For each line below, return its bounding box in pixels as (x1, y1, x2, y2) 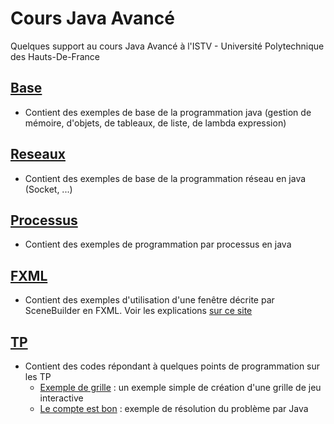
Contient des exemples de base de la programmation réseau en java (24, 172, 307, 184)
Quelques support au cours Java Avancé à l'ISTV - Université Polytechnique (10, 40, 325, 52)
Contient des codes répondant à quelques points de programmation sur (24, 360, 321, 372)
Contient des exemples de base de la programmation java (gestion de (24, 106, 312, 118)
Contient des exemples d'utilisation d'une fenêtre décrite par (24, 294, 275, 306)
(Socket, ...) (24, 183, 73, 195)
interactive (39, 392, 84, 404)
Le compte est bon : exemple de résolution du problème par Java (39, 403, 309, 414)
